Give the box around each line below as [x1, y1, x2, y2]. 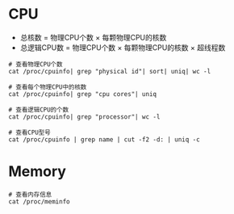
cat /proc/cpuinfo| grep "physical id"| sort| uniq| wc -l [8, 67, 211, 75]
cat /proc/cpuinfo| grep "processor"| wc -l [8, 112, 161, 121]
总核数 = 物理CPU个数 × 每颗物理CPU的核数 [19, 32, 167, 42]
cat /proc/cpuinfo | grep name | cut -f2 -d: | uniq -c [8, 135, 200, 144]
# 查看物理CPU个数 [8, 60, 63, 69]
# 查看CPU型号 [8, 128, 51, 136]
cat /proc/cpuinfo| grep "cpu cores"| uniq [8, 90, 157, 98]
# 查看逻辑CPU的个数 [8, 106, 69, 114]
